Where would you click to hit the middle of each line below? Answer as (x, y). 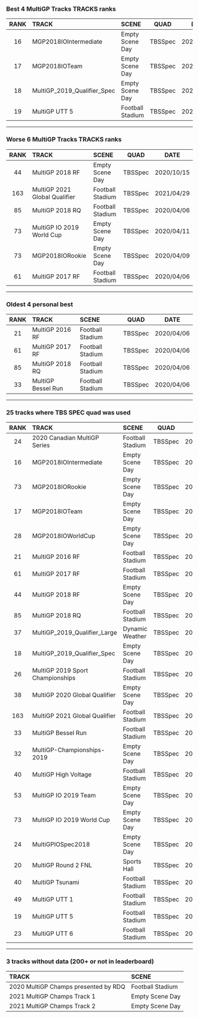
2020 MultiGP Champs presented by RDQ (67, 987)
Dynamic (135, 629)
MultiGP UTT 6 (53, 934)
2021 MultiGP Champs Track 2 (52, 1006)
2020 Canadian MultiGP (66, 438)
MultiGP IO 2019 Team (64, 796)
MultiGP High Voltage (62, 775)
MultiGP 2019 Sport (60, 671)
